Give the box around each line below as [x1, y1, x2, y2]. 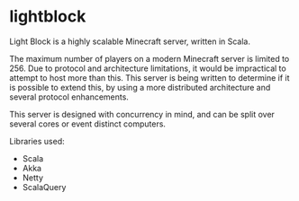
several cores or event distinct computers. [9, 118, 167, 129]
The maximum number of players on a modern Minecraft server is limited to [9, 53, 290, 64]
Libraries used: [9, 135, 65, 146]
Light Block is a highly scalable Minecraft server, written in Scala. [9, 36, 250, 47]
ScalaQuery [22, 181, 67, 192]
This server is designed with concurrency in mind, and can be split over [9, 109, 275, 119]
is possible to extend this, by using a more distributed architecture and [9, 82, 271, 92]
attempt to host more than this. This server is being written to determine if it [9, 72, 290, 83]
